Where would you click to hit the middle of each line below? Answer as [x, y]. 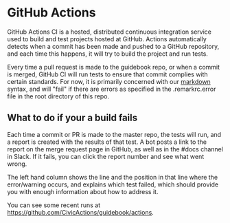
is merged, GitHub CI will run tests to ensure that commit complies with [107, 74]
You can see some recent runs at [54, 205]
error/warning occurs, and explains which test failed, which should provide [113, 184]
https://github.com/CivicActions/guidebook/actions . [81, 212]
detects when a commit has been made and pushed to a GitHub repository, [113, 46]
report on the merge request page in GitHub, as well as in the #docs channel [115, 149]
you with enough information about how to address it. [83, 191]
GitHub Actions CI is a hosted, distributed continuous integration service [109, 32]
